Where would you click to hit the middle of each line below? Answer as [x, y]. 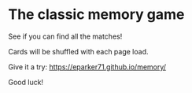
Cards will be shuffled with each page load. [78, 51]
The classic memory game [96, 15]
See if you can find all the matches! [65, 36]
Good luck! [26, 82]
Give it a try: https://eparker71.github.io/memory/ [87, 67]
